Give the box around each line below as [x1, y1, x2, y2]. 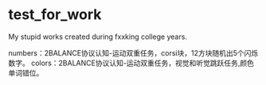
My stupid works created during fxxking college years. [8, 32, 187, 41]
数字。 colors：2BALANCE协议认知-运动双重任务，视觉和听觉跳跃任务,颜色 [8, 58, 255, 68]
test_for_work [8, 6, 102, 24]
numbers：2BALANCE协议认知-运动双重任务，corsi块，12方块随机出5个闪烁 [8, 48, 259, 57]
